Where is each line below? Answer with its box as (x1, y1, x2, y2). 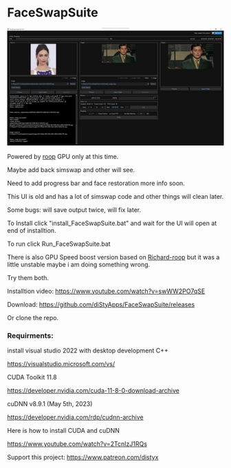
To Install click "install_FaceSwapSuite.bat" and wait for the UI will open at (7, 219, 217, 227)
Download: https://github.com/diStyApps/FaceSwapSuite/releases (7, 300, 195, 308)
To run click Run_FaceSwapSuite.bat (7, 240, 111, 248)
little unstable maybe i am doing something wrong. (7, 260, 151, 268)
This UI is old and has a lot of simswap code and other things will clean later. (7, 192, 224, 200)
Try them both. (7, 273, 49, 281)
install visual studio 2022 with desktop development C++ (7, 346, 168, 354)
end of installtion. (7, 226, 56, 235)
